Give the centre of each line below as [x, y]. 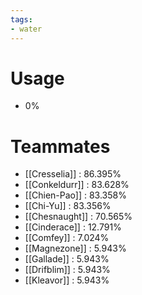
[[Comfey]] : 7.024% [67, 238]
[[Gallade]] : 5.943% [67, 259]
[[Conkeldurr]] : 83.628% [77, 185]
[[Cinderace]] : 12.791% [73, 227]
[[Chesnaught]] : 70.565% [78, 217]
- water [26, 29]
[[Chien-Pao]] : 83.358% [75, 195]
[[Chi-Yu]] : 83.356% [68, 206]
